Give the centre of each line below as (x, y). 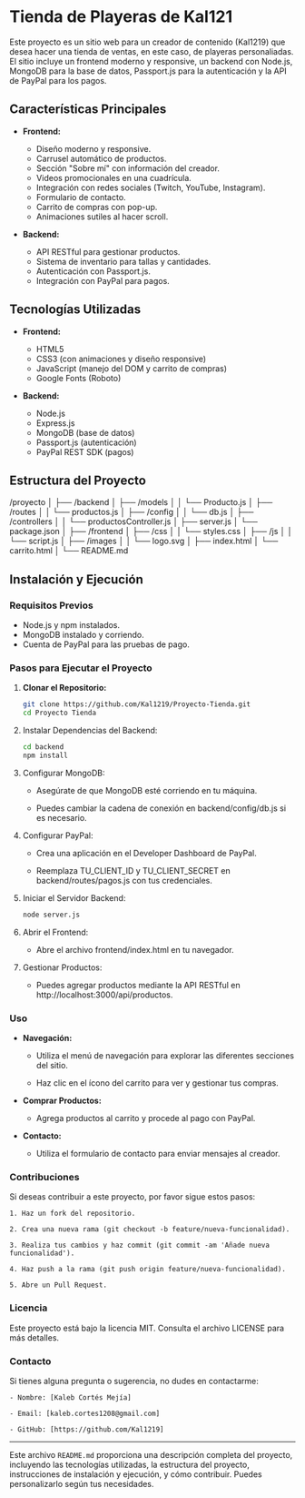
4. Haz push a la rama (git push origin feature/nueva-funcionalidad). (148, 1270)
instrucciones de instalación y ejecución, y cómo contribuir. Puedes (136, 1474)
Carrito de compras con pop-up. (97, 207)
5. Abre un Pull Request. (58, 1285)
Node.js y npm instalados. (71, 625)
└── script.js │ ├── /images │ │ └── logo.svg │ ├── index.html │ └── (144, 541)
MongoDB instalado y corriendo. (83, 635)
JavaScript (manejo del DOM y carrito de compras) (132, 368)
